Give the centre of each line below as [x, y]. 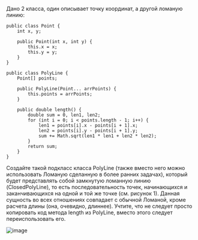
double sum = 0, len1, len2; [64, 115]
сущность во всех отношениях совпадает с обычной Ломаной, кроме [96, 200]
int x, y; [29, 31]
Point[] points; [37, 78]
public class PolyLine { [37, 73]
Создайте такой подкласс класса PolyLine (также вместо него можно [96, 168]
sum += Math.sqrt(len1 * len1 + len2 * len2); [97, 136]
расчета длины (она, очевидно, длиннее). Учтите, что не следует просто [99, 206]
